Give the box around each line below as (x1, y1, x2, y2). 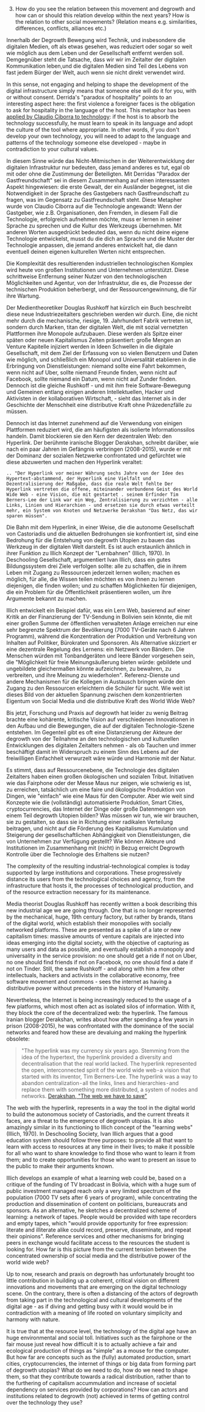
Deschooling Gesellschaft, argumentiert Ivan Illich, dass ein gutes (6, 556, 171, 563)
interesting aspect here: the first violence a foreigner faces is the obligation (6, 100, 195, 107)
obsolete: (6, 1035, 30, 1042)
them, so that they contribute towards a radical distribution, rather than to (6, 1373, 191, 1380)
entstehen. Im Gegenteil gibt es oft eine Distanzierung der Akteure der (6, 729, 183, 736)
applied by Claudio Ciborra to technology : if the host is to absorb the (6, 113, 179, 120)
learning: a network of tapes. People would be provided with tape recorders (6, 1213, 197, 1220)
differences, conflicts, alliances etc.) (15, 24, 107, 32)
